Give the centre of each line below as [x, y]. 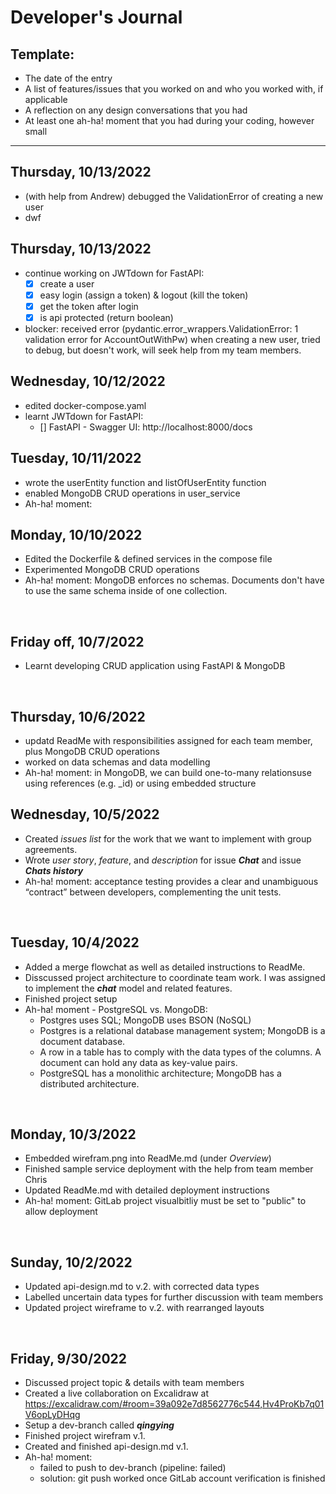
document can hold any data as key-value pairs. [138, 1062]
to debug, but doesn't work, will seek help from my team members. [163, 350]
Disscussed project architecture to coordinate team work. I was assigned [175, 977]
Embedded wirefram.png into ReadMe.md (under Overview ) [148, 1158]
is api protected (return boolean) [106, 317]
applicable [46, 99]
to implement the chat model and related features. [128, 988]
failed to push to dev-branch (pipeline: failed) [133, 1467]
